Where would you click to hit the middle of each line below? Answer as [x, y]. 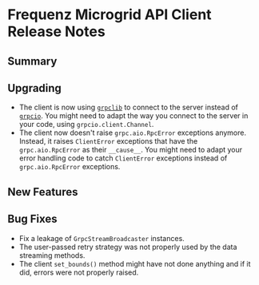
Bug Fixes [32, 219]
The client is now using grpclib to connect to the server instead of [129, 107]
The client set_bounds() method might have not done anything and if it [135, 263]
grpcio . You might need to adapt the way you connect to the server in [133, 116]
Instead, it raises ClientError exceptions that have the [108, 141]
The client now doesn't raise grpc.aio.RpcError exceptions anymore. [133, 133]
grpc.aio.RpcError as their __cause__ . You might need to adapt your [131, 150]
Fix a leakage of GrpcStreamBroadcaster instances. [102, 238]
